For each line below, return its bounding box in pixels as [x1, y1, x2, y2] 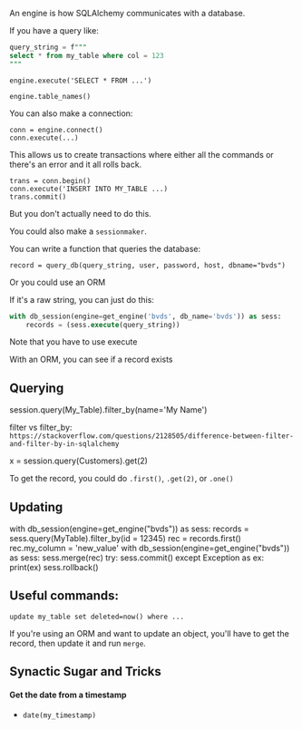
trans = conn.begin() [9, 176, 92, 185]
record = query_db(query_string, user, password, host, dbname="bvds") [9, 260, 286, 270]
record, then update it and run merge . [9, 637, 147, 648]
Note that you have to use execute [9, 336, 138, 347]
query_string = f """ [9, 43, 88, 52]
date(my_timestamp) [22, 711, 97, 720]
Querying [9, 380, 64, 395]
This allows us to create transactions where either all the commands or [9, 149, 274, 160]
